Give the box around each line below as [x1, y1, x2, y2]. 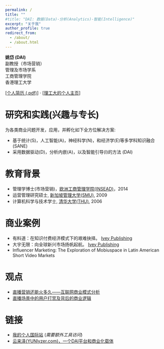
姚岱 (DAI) [5, 54, 26, 60]
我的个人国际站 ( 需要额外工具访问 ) [12, 332, 83, 338]
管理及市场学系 [5, 66, 36, 72]
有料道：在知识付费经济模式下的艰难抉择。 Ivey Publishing [12, 235, 133, 241]
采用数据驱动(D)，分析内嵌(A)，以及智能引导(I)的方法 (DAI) [12, 148, 133, 155]
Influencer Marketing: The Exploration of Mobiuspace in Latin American [12, 247, 160, 253]
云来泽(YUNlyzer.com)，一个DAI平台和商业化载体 [12, 338, 114, 344]
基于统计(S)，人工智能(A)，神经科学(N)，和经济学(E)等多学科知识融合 [12, 137, 156, 143]
